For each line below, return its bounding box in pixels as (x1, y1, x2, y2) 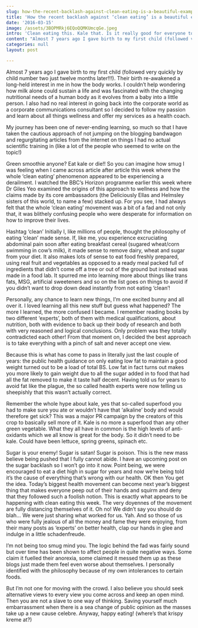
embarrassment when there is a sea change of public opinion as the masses (6, 603, 192, 610)
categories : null (6, 42, 49, 48)
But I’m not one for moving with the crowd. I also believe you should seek (6, 584, 184, 591)
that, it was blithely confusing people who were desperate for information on (6, 210, 192, 217)
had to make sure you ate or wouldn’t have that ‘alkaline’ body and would (6, 406, 183, 413)
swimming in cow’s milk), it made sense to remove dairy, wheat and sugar (6, 246, 185, 254)
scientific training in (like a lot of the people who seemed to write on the (6, 142, 180, 149)
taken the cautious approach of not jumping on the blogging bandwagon (6, 130, 182, 137)
